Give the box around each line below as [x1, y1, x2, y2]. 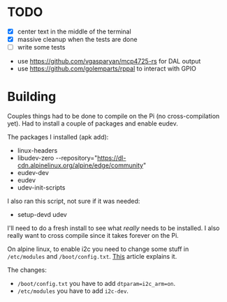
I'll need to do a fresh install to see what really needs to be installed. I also [7, 224, 220, 232]
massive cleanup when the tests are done [17, 36, 138, 43]
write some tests [17, 43, 66, 52]
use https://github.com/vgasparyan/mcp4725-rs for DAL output [17, 57, 201, 66]
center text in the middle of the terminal [17, 27, 131, 36]
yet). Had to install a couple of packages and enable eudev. [7, 119, 178, 128]
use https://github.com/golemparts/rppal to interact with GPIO [17, 64, 197, 73]
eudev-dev [17, 169, 49, 177]
